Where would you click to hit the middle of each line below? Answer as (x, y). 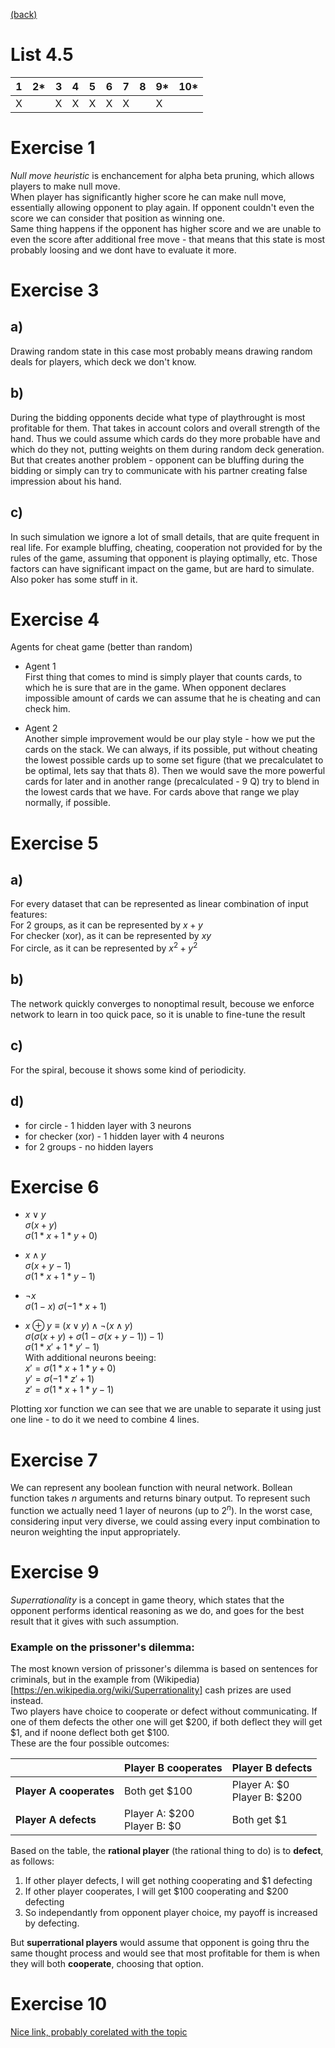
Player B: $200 (267, 1797)
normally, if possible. (67, 803)
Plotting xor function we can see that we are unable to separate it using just (166, 1409)
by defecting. (52, 1923)
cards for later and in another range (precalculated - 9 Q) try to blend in (172, 781)
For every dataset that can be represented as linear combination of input (159, 904)
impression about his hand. (66, 481)
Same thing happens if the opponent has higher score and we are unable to (166, 228)
